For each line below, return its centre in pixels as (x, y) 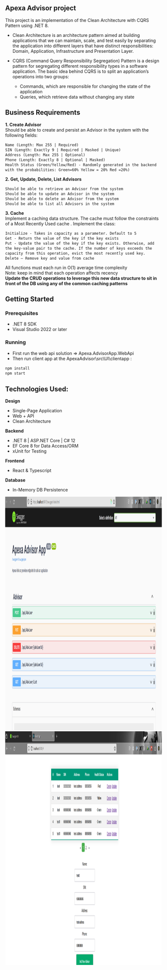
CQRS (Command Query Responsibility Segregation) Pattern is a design (86, 61)
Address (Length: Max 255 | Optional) (45, 155)
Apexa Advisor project (41, 8)
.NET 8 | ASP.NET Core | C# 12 (44, 441)
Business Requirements (43, 112)
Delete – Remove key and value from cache (50, 258)
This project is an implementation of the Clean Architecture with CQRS (77, 20)
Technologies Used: (37, 389)
